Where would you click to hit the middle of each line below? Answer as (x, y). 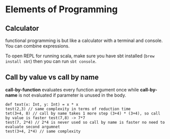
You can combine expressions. (37, 46)
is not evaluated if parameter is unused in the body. (72, 95)
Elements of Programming (62, 9)
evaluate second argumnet (33, 127)
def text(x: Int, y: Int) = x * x (42, 104)
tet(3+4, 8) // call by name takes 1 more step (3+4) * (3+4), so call (83, 113)
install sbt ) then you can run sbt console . (51, 61)
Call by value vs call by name (52, 77)
